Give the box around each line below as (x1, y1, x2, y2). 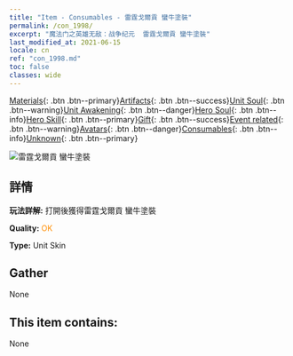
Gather (9, 265, 49, 281)
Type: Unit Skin (9, 240, 67, 250)
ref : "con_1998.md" (9, 54, 82, 63)
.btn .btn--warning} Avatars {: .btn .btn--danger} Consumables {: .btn (9, 123, 255, 134)
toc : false (9, 63, 50, 72)
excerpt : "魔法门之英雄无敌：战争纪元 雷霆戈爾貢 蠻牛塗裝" (9, 29, 210, 38)
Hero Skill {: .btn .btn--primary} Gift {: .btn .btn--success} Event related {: (26, 114, 284, 124)
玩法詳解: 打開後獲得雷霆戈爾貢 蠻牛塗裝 (9, 205, 157, 216)
